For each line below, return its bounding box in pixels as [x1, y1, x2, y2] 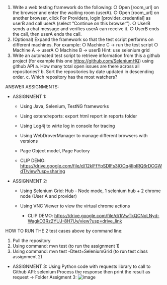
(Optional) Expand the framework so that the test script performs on [12, 36, 154, 42]
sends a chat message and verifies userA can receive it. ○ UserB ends [12, 26, 159, 32]
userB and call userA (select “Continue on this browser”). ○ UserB [12, 20, 151, 26]
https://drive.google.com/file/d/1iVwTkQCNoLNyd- [54, 213, 159, 218]
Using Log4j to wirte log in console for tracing [20, 123, 115, 129]
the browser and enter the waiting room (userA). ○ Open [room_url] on [12, 10, 159, 16]
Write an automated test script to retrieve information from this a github [12, 52, 160, 59]
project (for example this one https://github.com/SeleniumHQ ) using [12, 58, 154, 64]
